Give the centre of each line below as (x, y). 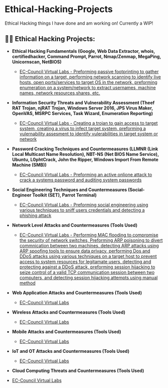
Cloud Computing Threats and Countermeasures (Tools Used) (78, 370)
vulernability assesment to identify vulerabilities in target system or (89, 134)
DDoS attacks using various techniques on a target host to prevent (88, 256)
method (27, 283)
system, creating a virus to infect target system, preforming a (82, 128)
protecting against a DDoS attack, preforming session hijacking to (87, 267)
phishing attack (35, 215)
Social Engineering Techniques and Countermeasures (69, 189)
